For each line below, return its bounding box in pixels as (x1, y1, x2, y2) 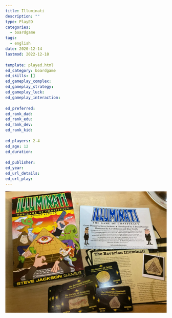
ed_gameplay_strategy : (5, 84, 54, 89)
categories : (5, 25, 31, 30)
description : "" (5, 13, 40, 19)
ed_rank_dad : (5, 111, 33, 117)
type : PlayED (5, 19, 33, 24)
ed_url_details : (5, 171, 40, 176)
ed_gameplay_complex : (5, 79, 52, 84)
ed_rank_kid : (5, 127, 33, 133)
